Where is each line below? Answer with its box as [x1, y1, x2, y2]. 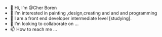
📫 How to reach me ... [10, 26, 57, 32]
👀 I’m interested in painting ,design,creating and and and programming [10, 10, 157, 16]
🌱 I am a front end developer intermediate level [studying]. [10, 15, 132, 21]
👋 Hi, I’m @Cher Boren [10, 5, 57, 10]
